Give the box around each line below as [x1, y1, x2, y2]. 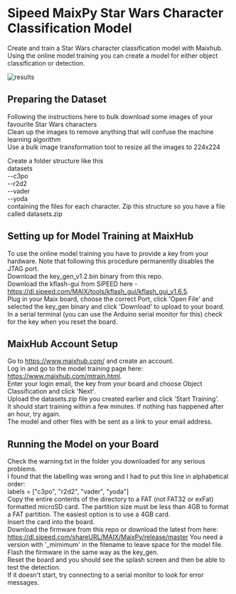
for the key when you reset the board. [7, 317, 118, 326]
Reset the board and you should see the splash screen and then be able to [7, 555, 225, 564]
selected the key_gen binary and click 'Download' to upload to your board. [7, 302, 225, 311]
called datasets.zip [7, 209, 63, 218]
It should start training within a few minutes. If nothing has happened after [7, 402, 224, 411]
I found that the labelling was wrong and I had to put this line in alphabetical [7, 472, 229, 481]
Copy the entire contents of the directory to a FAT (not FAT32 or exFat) [7, 495, 214, 503]
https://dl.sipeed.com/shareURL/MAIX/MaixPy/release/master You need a [7, 533, 223, 541]
